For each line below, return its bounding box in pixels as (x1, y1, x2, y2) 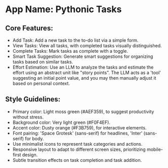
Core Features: (5, 24, 53, 32)
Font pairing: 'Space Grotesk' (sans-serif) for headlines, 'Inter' (12, 130, 143, 136)
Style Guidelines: (5, 95, 61, 104)
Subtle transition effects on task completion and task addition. (12, 157, 142, 163)
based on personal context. (12, 80, 70, 86)
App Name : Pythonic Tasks (5, 4, 122, 15)
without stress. (12, 114, 44, 120)
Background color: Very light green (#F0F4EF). (12, 119, 110, 125)
